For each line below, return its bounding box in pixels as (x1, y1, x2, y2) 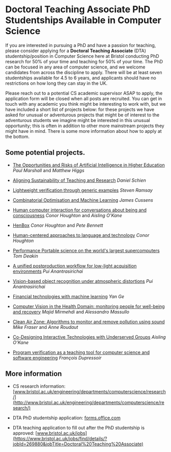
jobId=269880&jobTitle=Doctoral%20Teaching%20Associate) (12, 441, 144, 447)
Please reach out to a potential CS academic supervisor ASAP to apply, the (5, 90, 163, 96)
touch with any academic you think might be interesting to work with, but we (5, 101, 166, 107)
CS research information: (12, 383, 66, 389)
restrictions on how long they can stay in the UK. (5, 80, 108, 86)
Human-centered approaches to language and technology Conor (12, 232, 150, 238)
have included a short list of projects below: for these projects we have (5, 106, 155, 112)
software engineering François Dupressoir (12, 354, 102, 361)
